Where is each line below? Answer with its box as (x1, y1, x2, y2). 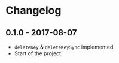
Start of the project (14, 50, 61, 57)
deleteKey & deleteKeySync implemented (14, 43, 114, 50)
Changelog (5, 4, 62, 17)
